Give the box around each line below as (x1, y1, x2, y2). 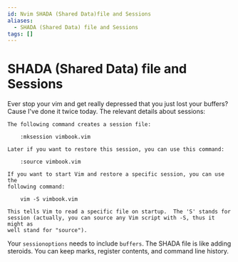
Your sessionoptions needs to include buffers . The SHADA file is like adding (7, 239, 232, 248)
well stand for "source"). (7, 227, 88, 234)
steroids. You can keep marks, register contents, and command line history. (7, 247, 229, 256)
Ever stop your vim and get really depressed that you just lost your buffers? (7, 100, 229, 108)
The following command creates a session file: (7, 121, 152, 128)
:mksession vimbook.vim (20, 133, 91, 141)
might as (7, 221, 33, 228)
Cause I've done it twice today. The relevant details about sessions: (7, 108, 205, 116)
